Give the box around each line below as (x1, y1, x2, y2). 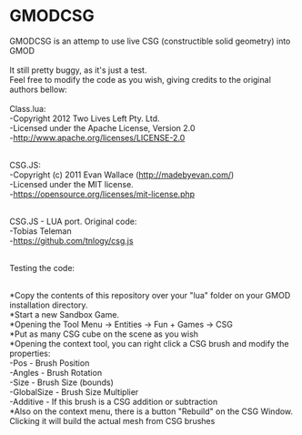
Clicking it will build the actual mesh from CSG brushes (9, 415, 216, 426)
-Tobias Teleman (9, 225, 72, 237)
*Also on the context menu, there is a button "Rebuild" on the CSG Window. (9, 406, 294, 417)
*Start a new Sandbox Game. (9, 309, 120, 319)
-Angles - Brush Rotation (9, 367, 103, 378)
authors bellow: (9, 84, 68, 95)
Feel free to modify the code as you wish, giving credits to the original (9, 74, 271, 85)
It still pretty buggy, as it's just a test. (9, 65, 147, 76)
